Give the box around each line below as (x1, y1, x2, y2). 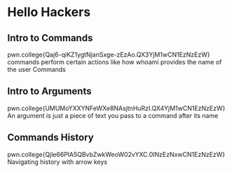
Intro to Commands (7, 32, 93, 44)
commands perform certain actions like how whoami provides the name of (7, 58, 222, 66)
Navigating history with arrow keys (7, 158, 107, 166)
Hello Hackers (7, 4, 91, 20)
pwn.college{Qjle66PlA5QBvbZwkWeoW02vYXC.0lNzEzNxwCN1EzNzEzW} (7, 150, 226, 158)
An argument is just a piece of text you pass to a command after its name (7, 111, 219, 119)
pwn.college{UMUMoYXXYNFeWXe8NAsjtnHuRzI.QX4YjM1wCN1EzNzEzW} (7, 104, 226, 112)
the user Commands (7, 66, 67, 73)
